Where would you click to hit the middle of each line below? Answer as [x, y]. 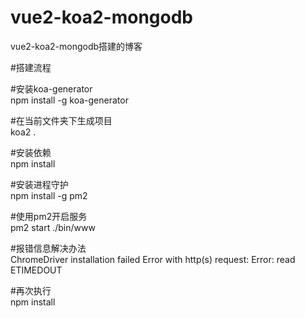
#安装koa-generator [51, 88]
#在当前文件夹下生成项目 [61, 120]
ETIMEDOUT [36, 270]
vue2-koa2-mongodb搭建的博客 [76, 46]
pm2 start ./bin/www [53, 227]
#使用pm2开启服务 [49, 216]
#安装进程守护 [39, 184]
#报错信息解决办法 [48, 248]
